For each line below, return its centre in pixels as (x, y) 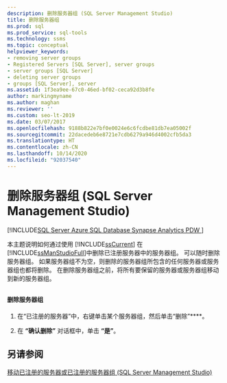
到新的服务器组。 (31, 278)
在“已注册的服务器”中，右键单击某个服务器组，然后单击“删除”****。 (112, 316)
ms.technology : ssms (37, 39)
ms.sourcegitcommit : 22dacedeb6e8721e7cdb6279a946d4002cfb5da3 (99, 134)
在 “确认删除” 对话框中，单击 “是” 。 (68, 330)
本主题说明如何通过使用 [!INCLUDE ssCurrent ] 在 (75, 244)
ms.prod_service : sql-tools (47, 33)
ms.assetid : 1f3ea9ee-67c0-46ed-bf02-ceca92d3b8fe (81, 90)
